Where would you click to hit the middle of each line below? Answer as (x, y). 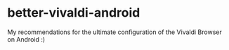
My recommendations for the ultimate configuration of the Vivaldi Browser (115, 32)
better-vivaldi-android (74, 13)
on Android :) (26, 39)
